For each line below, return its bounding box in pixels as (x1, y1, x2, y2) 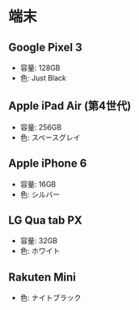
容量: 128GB (19, 63, 61, 72)
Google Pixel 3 (8, 40, 82, 54)
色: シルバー (19, 189, 61, 199)
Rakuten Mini (8, 270, 77, 284)
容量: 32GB (19, 236, 58, 246)
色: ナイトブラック (19, 293, 82, 303)
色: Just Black (19, 73, 67, 82)
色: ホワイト (19, 246, 61, 256)
